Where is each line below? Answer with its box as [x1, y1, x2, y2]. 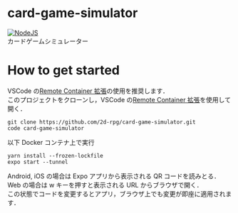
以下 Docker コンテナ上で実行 [7, 138, 95, 146]
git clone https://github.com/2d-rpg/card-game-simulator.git [7, 119, 196, 126]
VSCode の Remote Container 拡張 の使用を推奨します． [7, 87, 169, 95]
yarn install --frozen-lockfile [7, 152, 103, 159]
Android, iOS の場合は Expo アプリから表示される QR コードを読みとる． [7, 172, 221, 180]
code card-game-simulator [7, 124, 84, 132]
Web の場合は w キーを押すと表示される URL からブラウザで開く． [7, 180, 203, 189]
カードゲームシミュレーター [7, 37, 89, 45]
